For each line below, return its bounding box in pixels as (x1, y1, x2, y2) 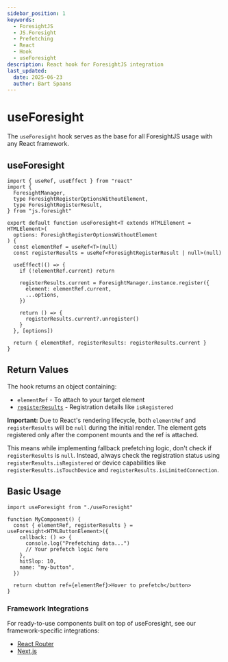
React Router (16, 639, 54, 648)
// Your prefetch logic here (25, 545, 109, 552)
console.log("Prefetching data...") (25, 539, 130, 547)
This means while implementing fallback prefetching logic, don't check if (7, 443, 212, 452)
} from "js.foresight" (7, 208, 72, 214)
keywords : (7, 16, 36, 23)
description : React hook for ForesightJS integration (7, 61, 164, 68)
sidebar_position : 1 (7, 10, 66, 17)
